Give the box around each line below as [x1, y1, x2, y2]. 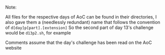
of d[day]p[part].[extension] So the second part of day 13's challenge [5, 24, 154, 30]
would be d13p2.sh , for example [5, 30, 71, 35]
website [5, 45, 22, 50]
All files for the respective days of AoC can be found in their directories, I [5, 14, 157, 19]
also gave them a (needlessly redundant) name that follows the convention [5, 19, 160, 25]
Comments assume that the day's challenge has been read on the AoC [5, 39, 152, 45]
